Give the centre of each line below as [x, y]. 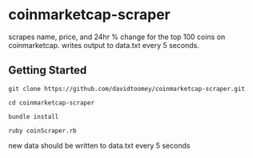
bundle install [34, 117]
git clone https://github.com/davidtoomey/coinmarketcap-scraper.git [127, 89]
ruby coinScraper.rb [43, 130]
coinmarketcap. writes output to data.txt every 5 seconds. [104, 45]
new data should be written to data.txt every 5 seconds [99, 145]
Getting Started [48, 71]
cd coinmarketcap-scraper [51, 103]
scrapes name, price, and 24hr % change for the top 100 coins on [117, 37]
